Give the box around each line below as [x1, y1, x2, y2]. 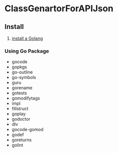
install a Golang [11, 35, 43, 41]
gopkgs [11, 64, 27, 70]
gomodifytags [11, 95, 40, 101]
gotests [11, 90, 27, 96]
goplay [11, 111, 26, 117]
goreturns [11, 137, 32, 143]
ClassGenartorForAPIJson [4, 3, 114, 14]
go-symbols [11, 75, 36, 80]
